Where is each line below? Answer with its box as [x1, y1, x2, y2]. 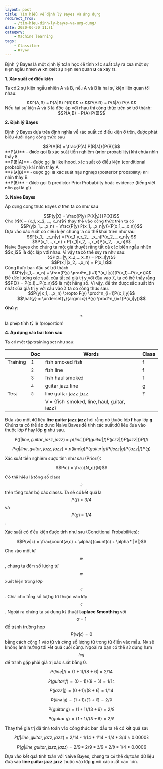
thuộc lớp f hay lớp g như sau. [5, 427, 65, 433]
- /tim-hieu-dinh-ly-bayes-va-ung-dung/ [14, 20, 97, 26]
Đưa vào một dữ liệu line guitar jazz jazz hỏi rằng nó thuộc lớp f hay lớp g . [5, 416, 154, 423]
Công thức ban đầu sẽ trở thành [5, 264, 69, 270]
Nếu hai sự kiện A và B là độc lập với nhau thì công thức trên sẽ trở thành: [5, 105, 152, 111]
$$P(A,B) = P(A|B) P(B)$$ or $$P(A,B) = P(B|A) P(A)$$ [26, 100, 137, 105]
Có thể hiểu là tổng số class [5, 474, 61, 480]
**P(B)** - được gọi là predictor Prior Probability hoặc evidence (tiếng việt [5, 179, 156, 185]
